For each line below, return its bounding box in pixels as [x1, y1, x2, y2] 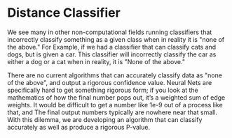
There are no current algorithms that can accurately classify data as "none [7, 71, 223, 79]
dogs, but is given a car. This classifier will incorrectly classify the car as [7, 50, 217, 59]
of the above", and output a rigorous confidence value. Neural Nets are [7, 78, 212, 86]
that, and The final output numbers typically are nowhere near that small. [7, 108, 218, 116]
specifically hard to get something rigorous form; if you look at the [7, 86, 198, 94]
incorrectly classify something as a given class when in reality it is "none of [7, 35, 225, 43]
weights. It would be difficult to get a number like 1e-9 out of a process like [7, 100, 223, 109]
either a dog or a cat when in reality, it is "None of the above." [7, 57, 186, 66]
